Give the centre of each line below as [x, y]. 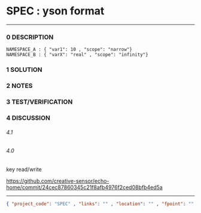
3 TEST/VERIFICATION [39, 102]
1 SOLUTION [25, 70]
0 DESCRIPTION [30, 37]
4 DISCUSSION [28, 118]
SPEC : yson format [55, 11]
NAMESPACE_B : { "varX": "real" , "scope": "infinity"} [77, 55]
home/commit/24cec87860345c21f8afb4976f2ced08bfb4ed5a [84, 187]
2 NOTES [19, 86]
